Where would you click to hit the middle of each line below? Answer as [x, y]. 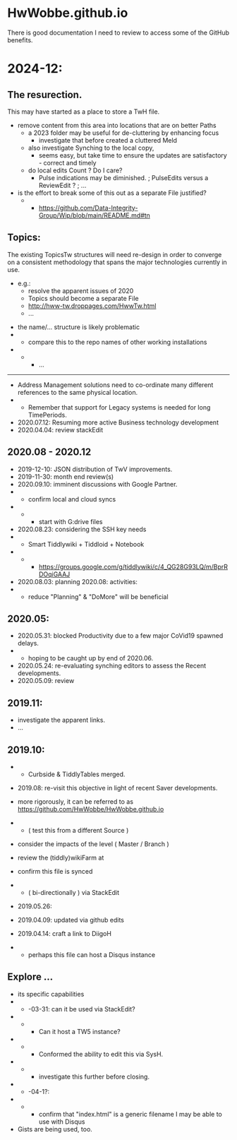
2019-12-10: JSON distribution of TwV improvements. [95, 469]
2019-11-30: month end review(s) [66, 476]
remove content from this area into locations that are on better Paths [117, 125]
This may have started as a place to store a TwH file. [84, 112]
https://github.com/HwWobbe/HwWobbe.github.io [91, 809]
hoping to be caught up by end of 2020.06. [91, 658]
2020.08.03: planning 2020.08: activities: [77, 581]
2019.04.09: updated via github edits [71, 920]
